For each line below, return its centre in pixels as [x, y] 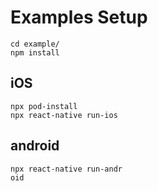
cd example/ [35, 44]
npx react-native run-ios [64, 115]
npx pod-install [44, 106]
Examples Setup [79, 17]
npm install [35, 52]
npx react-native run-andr [66, 169]
